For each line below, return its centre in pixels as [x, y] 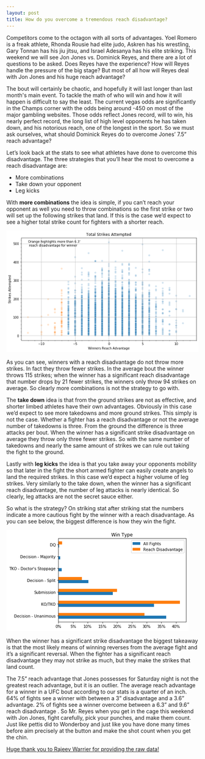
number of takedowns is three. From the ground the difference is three [95, 426]
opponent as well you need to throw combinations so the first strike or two [100, 209]
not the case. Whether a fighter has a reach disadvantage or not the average [103, 420]
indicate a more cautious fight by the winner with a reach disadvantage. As [100, 515]
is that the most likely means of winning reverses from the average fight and [102, 648]
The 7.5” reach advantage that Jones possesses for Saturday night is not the [103, 679]
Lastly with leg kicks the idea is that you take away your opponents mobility [102, 464]
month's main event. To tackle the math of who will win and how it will [94, 95]
